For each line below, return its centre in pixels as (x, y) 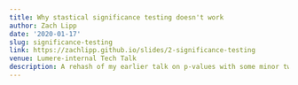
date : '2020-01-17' (45, 34)
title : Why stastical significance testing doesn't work (117, 17)
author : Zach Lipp (43, 26)
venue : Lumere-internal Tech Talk (73, 58)
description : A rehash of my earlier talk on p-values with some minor (144, 67)
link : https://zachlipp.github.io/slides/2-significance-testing (132, 50)
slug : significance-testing (61, 42)
